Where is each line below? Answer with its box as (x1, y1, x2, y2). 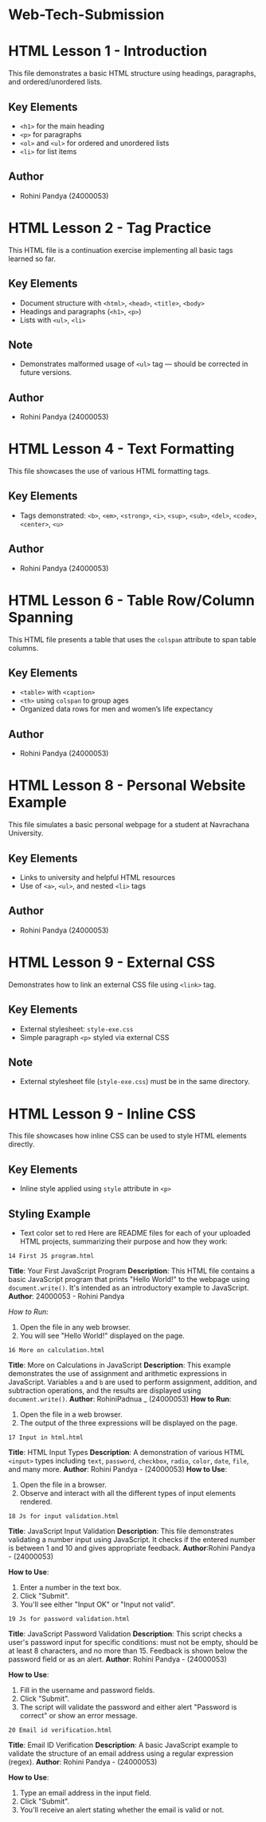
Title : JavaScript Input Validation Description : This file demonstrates (8, 1526, 234, 1536)
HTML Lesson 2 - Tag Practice (8, 219, 212, 237)
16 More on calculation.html (8, 1346, 105, 1354)
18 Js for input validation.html (8, 1512, 119, 1520)
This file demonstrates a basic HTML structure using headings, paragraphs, (8, 69, 256, 78)
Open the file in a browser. (19, 1480, 108, 1489)
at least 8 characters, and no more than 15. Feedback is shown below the (8, 1646, 248, 1655)
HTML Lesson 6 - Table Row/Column (8, 591, 255, 609)
